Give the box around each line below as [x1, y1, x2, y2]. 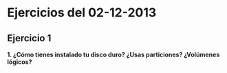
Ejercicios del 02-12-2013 [7, 5, 157, 21]
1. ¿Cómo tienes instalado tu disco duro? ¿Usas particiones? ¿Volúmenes [7, 50, 220, 59]
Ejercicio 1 [7, 32, 52, 44]
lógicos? [7, 58, 32, 66]
